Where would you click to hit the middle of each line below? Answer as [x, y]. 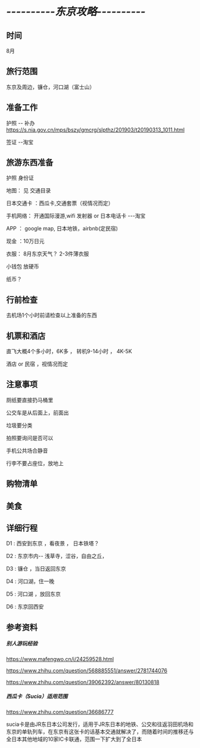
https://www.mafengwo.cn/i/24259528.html [60, 659]
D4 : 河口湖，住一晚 [30, 581]
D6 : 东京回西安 [25, 607]
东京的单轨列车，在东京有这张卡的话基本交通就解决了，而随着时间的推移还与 [100, 731]
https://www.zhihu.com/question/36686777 [60, 712]
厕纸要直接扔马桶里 [30, 400]
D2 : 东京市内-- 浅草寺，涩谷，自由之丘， [57, 556]
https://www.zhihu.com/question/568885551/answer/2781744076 [87, 671]
